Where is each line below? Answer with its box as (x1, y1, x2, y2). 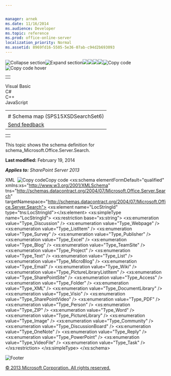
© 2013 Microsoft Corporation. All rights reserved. (5, 364, 111, 370)
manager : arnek (5, 16, 38, 21)
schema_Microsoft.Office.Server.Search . (5, 147, 91, 153)
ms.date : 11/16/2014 (5, 21, 49, 26)
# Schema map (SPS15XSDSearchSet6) (8, 113, 104, 120)
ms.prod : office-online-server (5, 35, 72, 41)
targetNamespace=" (5, 198, 48, 205)
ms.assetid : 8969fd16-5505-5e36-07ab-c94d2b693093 (5, 45, 115, 50)
